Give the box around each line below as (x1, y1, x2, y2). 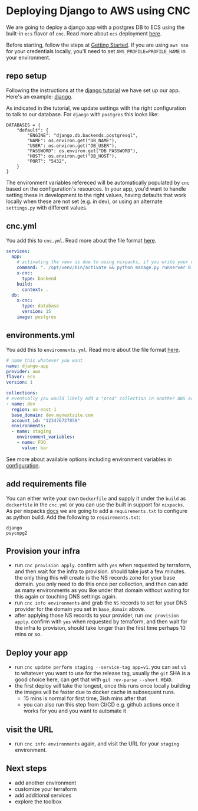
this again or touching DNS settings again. (14, 593, 117, 600)
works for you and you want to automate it (23, 707, 127, 715)
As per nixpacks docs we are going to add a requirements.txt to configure (6, 507, 187, 514)
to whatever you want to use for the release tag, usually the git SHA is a (14, 670, 190, 677)
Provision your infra (6, 546, 81, 556)
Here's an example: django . (6, 93, 72, 100)
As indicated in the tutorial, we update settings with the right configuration (6, 104, 187, 112)
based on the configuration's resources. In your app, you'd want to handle (6, 185, 187, 192)
